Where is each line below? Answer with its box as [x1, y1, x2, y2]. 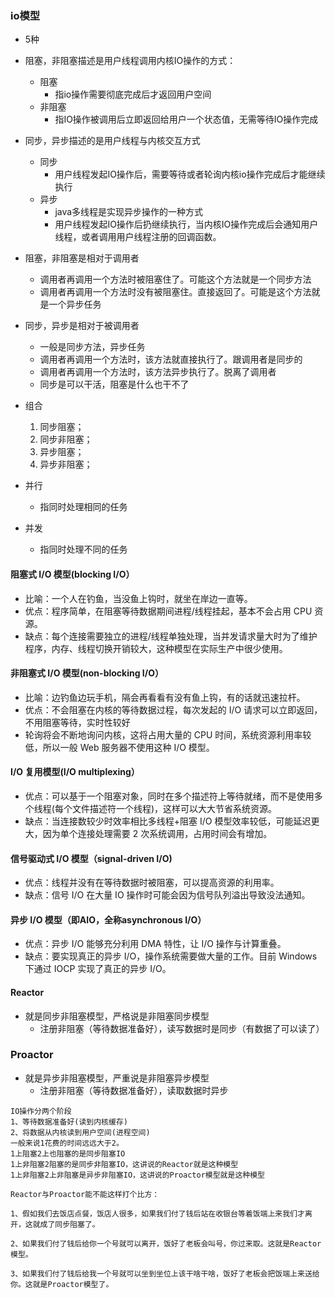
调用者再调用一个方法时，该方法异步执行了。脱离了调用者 [39, 366, 277, 378]
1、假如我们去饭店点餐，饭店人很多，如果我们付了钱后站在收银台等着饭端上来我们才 [10, 1208, 305, 1219]
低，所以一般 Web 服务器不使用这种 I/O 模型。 [24, 741, 215, 753]
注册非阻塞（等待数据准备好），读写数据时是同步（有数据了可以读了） [39, 1022, 325, 1034]
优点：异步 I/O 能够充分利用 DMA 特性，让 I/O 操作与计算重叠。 [24, 938, 287, 950]
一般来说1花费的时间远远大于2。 [10, 1138, 124, 1148]
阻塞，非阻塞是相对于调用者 [24, 252, 140, 264]
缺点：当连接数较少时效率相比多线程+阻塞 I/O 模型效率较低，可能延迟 [24, 815, 312, 827]
